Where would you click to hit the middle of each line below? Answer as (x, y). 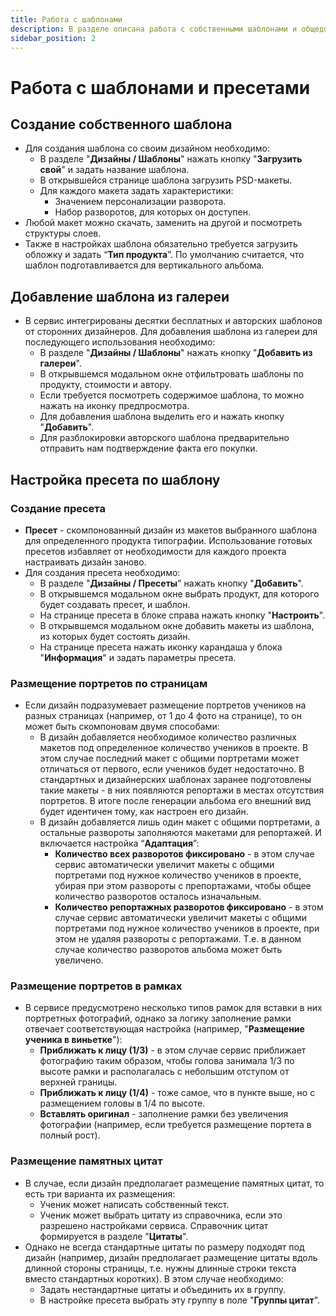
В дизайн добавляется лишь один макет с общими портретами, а (179, 822)
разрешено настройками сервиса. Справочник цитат (154, 1225)
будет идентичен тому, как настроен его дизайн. (144, 812)
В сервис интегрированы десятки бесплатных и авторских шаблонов (173, 321)
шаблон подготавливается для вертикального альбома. (144, 265)
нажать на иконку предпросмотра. (114, 406)
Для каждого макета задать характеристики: (136, 191)
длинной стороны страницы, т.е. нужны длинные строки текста (160, 1268)
